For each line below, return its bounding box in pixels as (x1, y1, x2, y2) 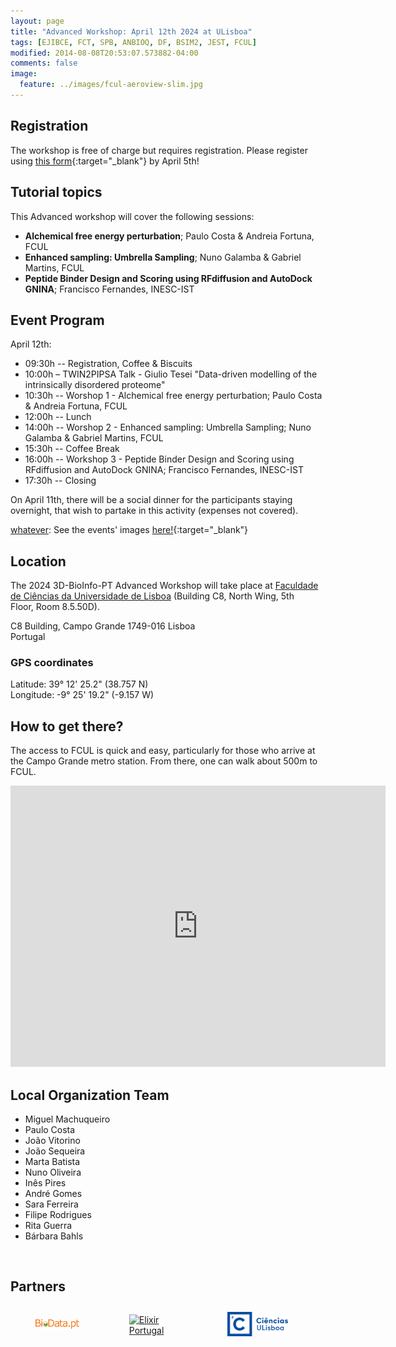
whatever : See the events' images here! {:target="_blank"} (10, 524, 249, 536)
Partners (10, 1278, 67, 1295)
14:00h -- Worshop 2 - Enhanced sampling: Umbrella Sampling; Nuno (24, 421, 312, 434)
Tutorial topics (10, 184, 103, 201)
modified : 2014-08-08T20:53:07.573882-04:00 (10, 48, 199, 58)
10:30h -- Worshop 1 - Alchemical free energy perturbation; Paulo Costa (24, 390, 323, 402)
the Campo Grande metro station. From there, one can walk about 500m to (10, 755, 318, 767)
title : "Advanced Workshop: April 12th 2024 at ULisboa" (10, 26, 253, 37)
